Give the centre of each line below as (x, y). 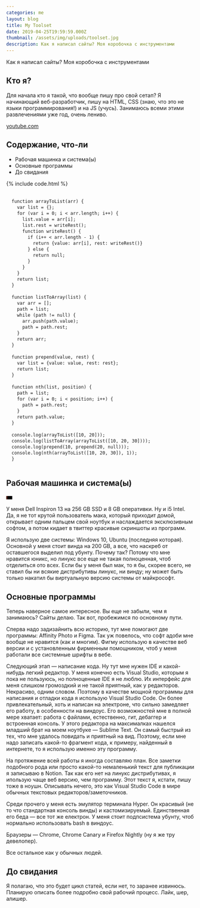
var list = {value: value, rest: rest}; (68, 363)
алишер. (17, 899)
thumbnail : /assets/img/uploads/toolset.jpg (62, 38)
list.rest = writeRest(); (54, 225)
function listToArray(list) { (49, 297)
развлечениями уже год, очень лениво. (57, 114)
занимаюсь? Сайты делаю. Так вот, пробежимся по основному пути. (95, 618)
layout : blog (22, 19)
